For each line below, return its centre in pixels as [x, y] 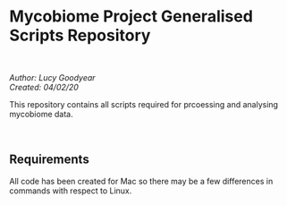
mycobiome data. [41, 114]
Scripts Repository [80, 35]
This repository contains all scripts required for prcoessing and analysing [144, 104]
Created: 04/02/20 [44, 87]
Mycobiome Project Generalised [131, 17]
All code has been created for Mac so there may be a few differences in [141, 181]
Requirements [49, 160]
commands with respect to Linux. [71, 191]
